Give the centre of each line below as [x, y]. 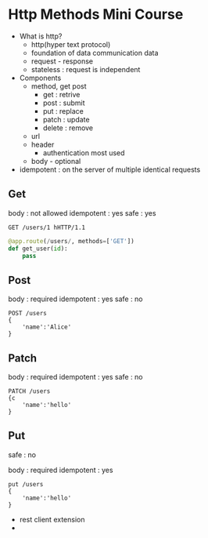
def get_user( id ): [38, 249]
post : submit [64, 103]
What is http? [41, 36]
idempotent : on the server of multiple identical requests [110, 169]
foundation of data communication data [95, 53]
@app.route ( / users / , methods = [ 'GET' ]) [71, 241]
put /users [26, 484]
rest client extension [52, 519]
